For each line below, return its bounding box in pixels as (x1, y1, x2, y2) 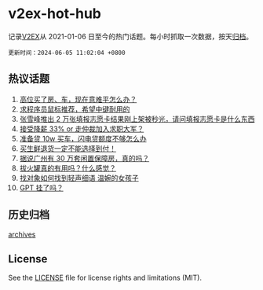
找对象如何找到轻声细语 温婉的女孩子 (19, 173, 139, 182)
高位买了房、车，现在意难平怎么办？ (19, 94, 137, 104)
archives (8, 229, 36, 239)
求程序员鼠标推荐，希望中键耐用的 (19, 104, 130, 114)
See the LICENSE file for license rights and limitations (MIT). (8, 273, 203, 283)
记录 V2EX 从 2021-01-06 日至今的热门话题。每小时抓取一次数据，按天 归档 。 (8, 31, 254, 41)
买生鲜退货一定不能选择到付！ (19, 143, 116, 153)
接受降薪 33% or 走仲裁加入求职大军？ (19, 123, 144, 134)
